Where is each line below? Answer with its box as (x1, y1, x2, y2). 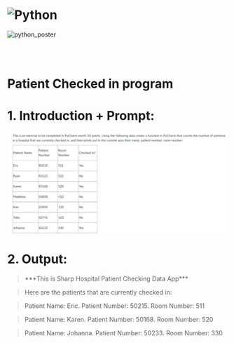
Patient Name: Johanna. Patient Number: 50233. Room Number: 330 (24, 328, 223, 337)
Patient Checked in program (7, 76, 174, 92)
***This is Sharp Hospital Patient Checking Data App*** (24, 274, 188, 283)
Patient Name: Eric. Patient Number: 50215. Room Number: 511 (24, 302, 205, 310)
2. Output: (7, 251, 68, 267)
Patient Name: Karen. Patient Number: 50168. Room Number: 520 (24, 315, 214, 323)
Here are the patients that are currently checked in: (24, 288, 172, 296)
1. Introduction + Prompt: (7, 108, 155, 124)
